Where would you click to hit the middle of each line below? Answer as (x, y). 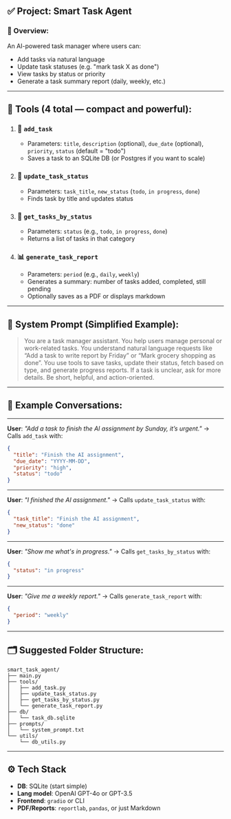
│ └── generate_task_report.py (55, 706)
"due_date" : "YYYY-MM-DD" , (52, 461)
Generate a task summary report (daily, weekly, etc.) (91, 81)
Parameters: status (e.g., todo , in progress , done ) (97, 231)
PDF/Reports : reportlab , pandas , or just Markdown (89, 808)
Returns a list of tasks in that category (81, 238)
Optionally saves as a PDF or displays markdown (96, 296)
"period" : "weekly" (41, 615)
